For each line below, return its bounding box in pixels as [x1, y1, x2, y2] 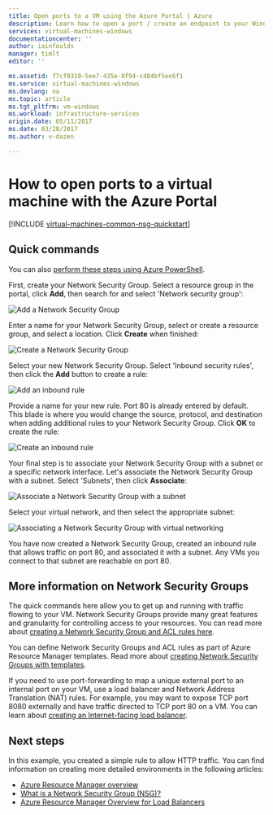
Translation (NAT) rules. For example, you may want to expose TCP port [8, 693, 249, 703]
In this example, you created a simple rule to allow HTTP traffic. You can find [8, 756, 265, 765]
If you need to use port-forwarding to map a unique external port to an [8, 676, 244, 686]
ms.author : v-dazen [8, 133, 75, 141]
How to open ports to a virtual [8, 174, 213, 193]
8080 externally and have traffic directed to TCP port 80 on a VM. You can [8, 702, 258, 712]
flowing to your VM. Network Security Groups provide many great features [8, 610, 258, 620]
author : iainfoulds [8, 42, 75, 50]
